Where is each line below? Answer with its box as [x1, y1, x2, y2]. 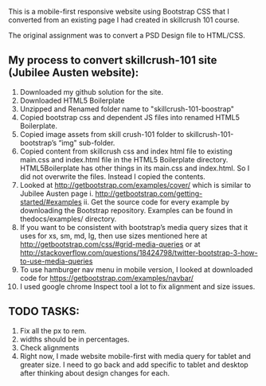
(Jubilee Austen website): [8, 66, 139, 80]
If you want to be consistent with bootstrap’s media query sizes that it [19, 222, 248, 232]
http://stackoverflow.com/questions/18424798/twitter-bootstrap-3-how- [19, 248, 258, 257]
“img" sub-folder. [58, 138, 115, 147]
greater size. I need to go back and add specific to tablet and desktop [19, 360, 248, 369]
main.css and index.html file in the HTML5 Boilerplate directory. [19, 154, 229, 164]
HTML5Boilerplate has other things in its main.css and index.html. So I [19, 163, 250, 173]
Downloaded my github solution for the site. [19, 87, 164, 96]
